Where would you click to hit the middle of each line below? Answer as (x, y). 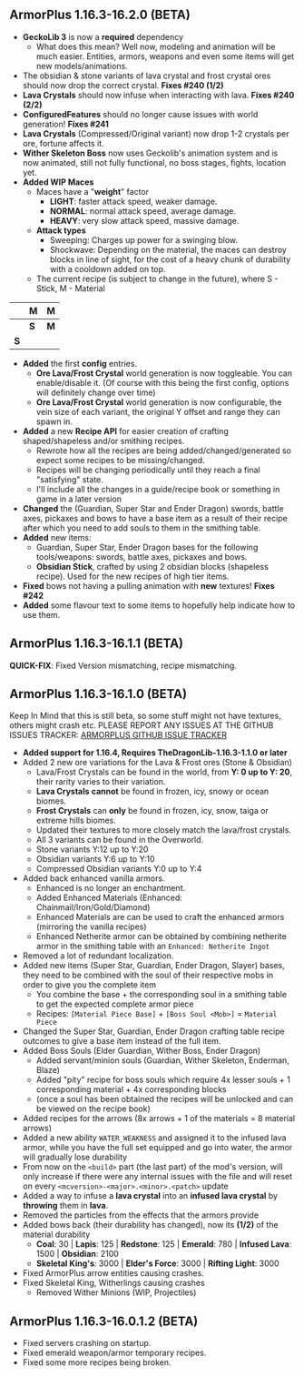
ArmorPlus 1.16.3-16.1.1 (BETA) (97, 644)
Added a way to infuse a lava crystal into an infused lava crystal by (150, 1196)
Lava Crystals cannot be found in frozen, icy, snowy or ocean (152, 792)
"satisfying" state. (70, 479)
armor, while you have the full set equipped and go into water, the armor (157, 1148)
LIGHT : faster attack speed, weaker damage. (133, 201)
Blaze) (48, 1070)
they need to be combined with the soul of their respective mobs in (148, 975)
